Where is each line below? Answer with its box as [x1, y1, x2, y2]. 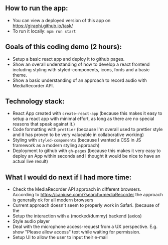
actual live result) [12, 158, 49, 165]
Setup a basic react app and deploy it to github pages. [12, 56, 125, 62]
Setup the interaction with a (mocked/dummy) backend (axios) [12, 213, 142, 219]
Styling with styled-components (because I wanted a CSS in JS [12, 137, 141, 143]
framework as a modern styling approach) [12, 143, 100, 149]
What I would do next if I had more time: [5, 173, 132, 181]
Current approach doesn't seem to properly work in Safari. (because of [12, 202, 160, 208]
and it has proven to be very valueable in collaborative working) [12, 132, 144, 138]
